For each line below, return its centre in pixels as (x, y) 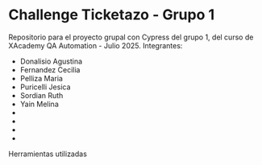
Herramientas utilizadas (48, 154)
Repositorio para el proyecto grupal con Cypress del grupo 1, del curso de (131, 37)
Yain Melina (39, 104)
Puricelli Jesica (45, 87)
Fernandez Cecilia (50, 69)
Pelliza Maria (41, 78)
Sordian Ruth (42, 95)
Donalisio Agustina (51, 61)
